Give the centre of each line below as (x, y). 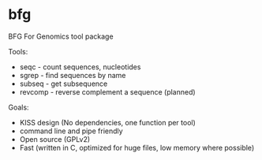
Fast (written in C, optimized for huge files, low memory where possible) (137, 147)
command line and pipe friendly (71, 131)
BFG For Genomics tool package (61, 36)
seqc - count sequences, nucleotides (80, 67)
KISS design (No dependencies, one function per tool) (107, 122)
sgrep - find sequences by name (73, 75)
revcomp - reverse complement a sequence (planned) (107, 91)
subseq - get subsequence (64, 84)
